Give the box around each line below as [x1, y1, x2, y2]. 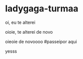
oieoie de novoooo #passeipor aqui [5, 38, 78, 45]
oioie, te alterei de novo [5, 29, 53, 35]
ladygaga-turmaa [5, 3, 79, 14]
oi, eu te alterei [5, 19, 36, 25]
